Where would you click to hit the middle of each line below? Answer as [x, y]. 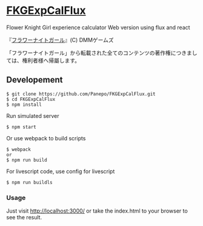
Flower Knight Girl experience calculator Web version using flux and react [98, 27]
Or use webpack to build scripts [46, 138]
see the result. [24, 217]
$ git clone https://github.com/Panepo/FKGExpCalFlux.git [81, 94]
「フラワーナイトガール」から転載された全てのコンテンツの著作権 [88, 53]
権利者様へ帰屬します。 [51, 60]
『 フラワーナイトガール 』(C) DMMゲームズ [60, 39]
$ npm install [24, 104]
